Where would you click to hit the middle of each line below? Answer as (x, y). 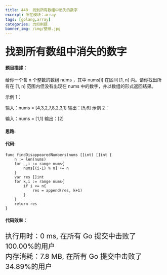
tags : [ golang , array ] (28, 19)
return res (26, 204)
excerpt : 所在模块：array (31, 15)
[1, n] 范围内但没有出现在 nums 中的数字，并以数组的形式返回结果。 (86, 86)
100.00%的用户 (30, 246)
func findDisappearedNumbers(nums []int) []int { (59, 155)
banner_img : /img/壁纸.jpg (33, 29)
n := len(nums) (30, 160)
